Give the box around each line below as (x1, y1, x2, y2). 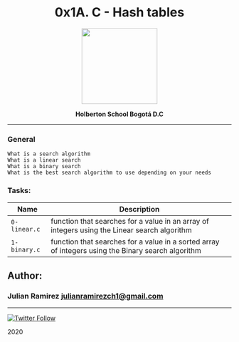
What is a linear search (7, 157, 81, 164)
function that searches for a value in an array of (51, 216, 210, 226)
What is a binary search (7, 163, 81, 170)
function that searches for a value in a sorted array (51, 237, 220, 247)
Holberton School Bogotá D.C (75, 110, 164, 118)
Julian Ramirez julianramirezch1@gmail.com (7, 291, 164, 301)
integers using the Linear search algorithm (51, 225, 192, 235)
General (7, 134, 36, 144)
